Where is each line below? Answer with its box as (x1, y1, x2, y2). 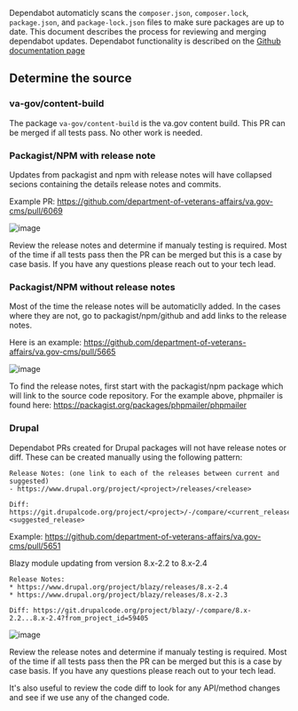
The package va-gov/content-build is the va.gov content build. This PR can (9, 117, 286, 128)
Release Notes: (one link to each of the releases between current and (9, 469, 279, 478)
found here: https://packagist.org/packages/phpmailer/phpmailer (9, 399, 247, 411)
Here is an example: (9, 337, 82, 348)
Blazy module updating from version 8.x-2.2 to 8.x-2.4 (9, 557, 208, 568)
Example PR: (9, 195, 56, 207)
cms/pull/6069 (9, 205, 64, 216)
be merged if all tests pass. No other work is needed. (9, 127, 203, 138)
